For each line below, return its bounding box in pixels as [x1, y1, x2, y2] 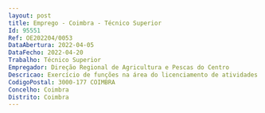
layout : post [8, 11, 52, 20]
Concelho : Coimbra [8, 85, 69, 94]
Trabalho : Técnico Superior [8, 56, 102, 64]
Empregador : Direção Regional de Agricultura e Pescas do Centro [8, 64, 229, 72]
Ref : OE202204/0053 [8, 33, 73, 42]
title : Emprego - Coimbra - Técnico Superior [8, 19, 162, 27]
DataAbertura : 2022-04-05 [8, 41, 94, 49]
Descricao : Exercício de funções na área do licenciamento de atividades [8, 71, 259, 79]
